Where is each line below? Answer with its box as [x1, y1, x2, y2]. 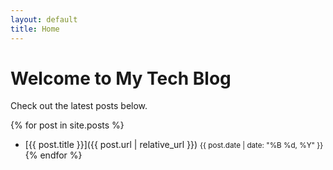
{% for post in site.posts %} [10, 119, 125, 131]
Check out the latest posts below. [10, 100, 148, 112]
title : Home [10, 24, 60, 34]
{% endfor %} [24, 149, 83, 161]
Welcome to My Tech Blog [10, 67, 232, 90]
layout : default [10, 14, 78, 25]
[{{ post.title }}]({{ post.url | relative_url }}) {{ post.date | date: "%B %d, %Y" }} [24, 139, 324, 151]
